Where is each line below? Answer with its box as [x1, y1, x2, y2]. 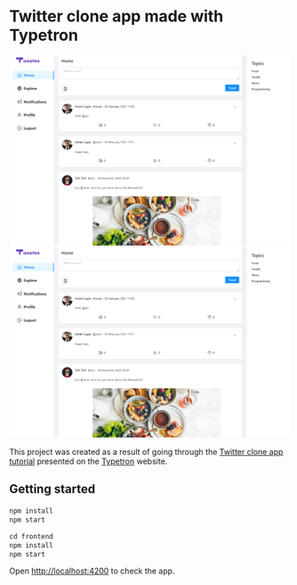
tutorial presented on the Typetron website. [9, 456, 168, 467]
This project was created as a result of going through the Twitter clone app [9, 447, 284, 458]
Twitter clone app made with [9, 6, 224, 27]
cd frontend [9, 532, 53, 540]
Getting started [9, 482, 96, 497]
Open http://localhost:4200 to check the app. [9, 565, 175, 576]
